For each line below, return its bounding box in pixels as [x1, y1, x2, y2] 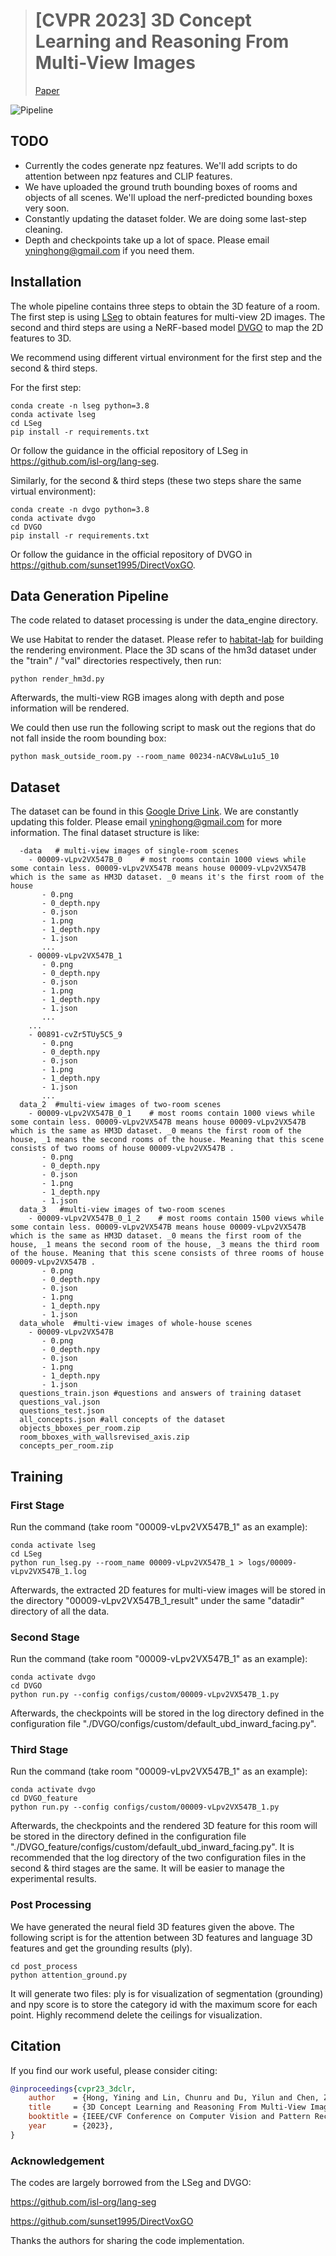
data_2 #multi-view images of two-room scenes [19, 1100, 222, 1110]
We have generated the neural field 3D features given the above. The [10, 1920, 295, 1933]
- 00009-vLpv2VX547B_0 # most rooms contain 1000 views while [28, 855, 307, 865]
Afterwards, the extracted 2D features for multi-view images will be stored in [10, 1584, 326, 1596]
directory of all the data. [10, 1605, 110, 1617]
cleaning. [24, 223, 63, 235]
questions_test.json [19, 1406, 105, 1416]
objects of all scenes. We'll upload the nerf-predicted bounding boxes [24, 191, 313, 203]
